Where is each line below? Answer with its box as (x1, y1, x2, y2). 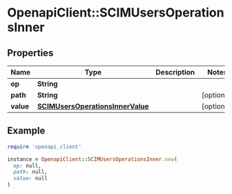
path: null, (13, 168, 48, 175)
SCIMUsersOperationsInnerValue (37, 101, 150, 111)
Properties (7, 47, 54, 59)
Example (7, 125, 46, 137)
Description (155, 68, 195, 77)
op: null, (13, 162, 41, 169)
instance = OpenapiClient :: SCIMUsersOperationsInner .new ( (7, 155, 177, 163)
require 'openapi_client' (7, 143, 81, 150)
